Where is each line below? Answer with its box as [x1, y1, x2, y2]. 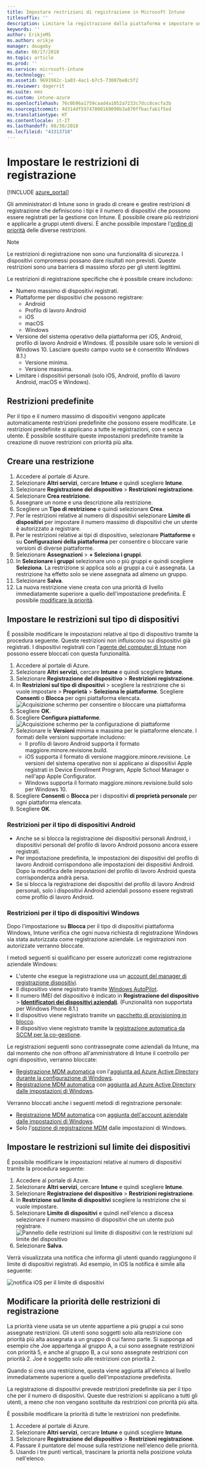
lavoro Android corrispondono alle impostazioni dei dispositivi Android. [15, 860, 194, 868]
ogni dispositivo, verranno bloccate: [7, 1056, 97, 1063]
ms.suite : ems [7, 89, 43, 95]
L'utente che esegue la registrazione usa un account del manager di [15, 972, 187, 979]
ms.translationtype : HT [7, 112, 68, 118]
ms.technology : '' [7, 72, 54, 78]
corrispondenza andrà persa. [15, 874, 89, 881]
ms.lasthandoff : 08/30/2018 [7, 123, 79, 129]
